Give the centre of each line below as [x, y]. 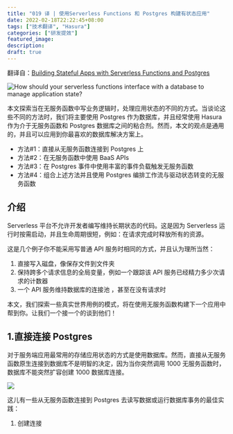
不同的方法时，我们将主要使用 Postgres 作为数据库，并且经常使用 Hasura [118, 117]
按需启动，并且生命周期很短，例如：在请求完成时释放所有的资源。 [113, 234]
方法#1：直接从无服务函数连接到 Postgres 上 [80, 149]
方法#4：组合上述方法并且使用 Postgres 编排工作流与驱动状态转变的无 [118, 174]
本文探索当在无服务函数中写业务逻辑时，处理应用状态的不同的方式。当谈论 [113, 108]
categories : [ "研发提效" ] [43, 33]
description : [26, 46]
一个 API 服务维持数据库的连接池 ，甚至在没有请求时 [92, 289]
